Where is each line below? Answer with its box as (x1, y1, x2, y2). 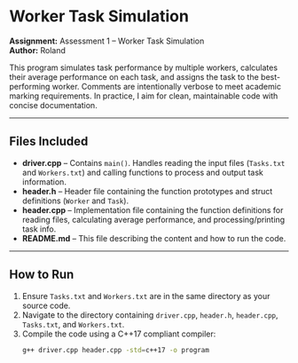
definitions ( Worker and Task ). (21, 195, 129, 206)
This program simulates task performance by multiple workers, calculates (9, 62, 278, 73)
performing (9, 81, 51, 91)
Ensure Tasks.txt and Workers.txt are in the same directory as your (21, 290, 271, 301)
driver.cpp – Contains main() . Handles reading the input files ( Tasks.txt (21, 157, 286, 168)
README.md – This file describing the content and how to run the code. (21, 233, 286, 243)
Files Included (9, 134, 89, 149)
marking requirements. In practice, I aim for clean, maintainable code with (9, 91, 278, 101)
